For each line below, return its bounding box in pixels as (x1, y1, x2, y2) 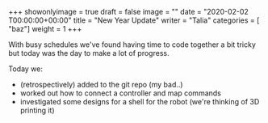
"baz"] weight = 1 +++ (8, 24, 82, 33)
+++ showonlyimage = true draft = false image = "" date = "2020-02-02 (8, 7, 249, 16)
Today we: (8, 64, 43, 74)
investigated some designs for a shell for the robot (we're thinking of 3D (19, 97, 260, 106)
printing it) (19, 105, 55, 115)
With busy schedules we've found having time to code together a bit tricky (8, 40, 257, 49)
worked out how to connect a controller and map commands (19, 88, 222, 98)
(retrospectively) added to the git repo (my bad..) (19, 80, 183, 89)
